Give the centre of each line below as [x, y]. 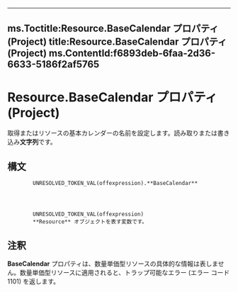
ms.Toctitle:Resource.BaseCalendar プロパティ [113, 29]
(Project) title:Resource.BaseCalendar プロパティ [117, 42]
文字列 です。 [38, 142]
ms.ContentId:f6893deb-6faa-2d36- [132, 54]
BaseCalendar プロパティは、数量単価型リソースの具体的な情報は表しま [113, 264]
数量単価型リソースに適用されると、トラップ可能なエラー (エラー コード [125, 272]
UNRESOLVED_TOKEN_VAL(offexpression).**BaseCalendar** [115, 184]
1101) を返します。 [34, 281]
